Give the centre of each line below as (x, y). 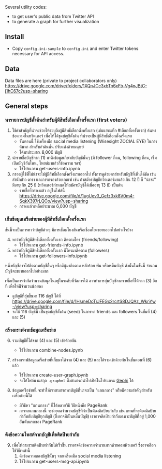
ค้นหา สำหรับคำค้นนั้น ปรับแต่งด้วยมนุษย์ (51, 147)
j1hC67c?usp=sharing (27, 91)
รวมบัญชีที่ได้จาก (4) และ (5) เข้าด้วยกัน (44, 340)
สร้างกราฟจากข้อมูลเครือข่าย (31, 330)
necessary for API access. (38, 53)
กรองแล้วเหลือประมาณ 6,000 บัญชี (48, 206)
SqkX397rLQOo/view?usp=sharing (54, 201)
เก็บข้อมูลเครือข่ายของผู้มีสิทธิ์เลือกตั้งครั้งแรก (45, 219)
